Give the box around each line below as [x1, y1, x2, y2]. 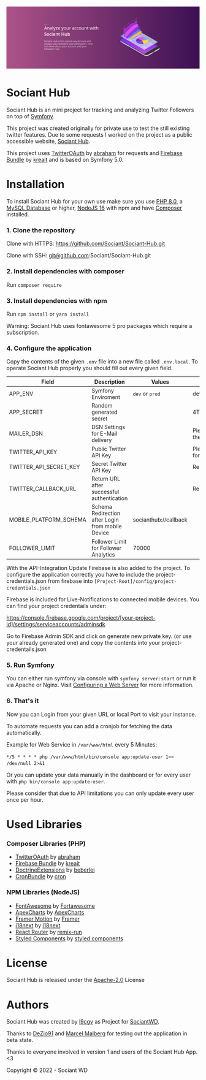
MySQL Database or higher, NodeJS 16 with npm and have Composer [6, 204, 182, 211]
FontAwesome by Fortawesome [15, 902, 95, 910]
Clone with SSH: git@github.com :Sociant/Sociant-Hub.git [6, 252, 151, 259]
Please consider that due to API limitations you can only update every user [6, 789, 194, 797]
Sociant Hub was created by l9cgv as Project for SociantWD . [6, 1018, 159, 1025]
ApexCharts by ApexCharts [15, 908, 85, 916]
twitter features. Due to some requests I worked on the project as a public [6, 131, 193, 139]
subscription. [6, 329, 40, 336]
